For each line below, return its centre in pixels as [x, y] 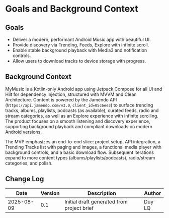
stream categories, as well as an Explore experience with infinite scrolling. [82, 116]
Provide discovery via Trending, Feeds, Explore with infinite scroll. [81, 45]
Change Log [25, 179]
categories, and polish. [29, 163]
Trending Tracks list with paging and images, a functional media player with [83, 147]
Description [102, 193]
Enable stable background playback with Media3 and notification [80, 50]
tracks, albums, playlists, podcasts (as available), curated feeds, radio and [82, 110]
